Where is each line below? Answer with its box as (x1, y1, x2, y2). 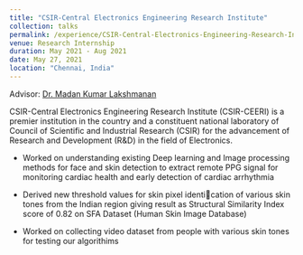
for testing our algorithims (22, 235, 119, 246)
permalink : (9, 30, 50, 39)
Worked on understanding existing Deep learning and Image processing (22, 152, 290, 163)
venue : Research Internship (9, 38, 115, 48)
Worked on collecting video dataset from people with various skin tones (22, 225, 290, 236)
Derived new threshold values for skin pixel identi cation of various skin (22, 189, 291, 200)
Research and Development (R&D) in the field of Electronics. (9, 135, 233, 146)
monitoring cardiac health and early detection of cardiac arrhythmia (22, 171, 275, 182)
